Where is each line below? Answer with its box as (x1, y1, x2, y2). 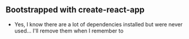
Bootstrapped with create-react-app (5, 5, 145, 15)
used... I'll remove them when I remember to (14, 27, 124, 34)
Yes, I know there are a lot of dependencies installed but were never (14, 20, 183, 28)
